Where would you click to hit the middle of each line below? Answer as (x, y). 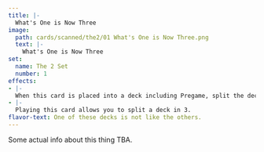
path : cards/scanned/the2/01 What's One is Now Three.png (112, 37)
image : (19, 30)
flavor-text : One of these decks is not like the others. (105, 118)
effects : (22, 81)
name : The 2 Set (42, 67)
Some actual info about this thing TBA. (70, 139)
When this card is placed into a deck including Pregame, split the (130, 96)
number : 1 (31, 74)
